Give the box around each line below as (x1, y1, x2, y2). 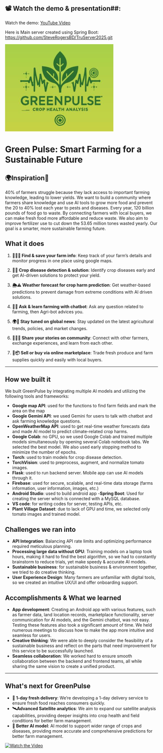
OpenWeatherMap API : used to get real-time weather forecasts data (12, 423, 150, 429)
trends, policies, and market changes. (12, 325, 88, 331)
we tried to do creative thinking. (12, 569, 76, 575)
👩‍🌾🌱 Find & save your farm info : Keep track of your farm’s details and (12, 252, 152, 258)
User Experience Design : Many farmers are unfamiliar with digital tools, (12, 575, 156, 580)
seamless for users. (12, 632, 52, 638)
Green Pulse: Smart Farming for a (5, 144, 142, 155)
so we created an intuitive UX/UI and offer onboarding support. (12, 579, 138, 585)
